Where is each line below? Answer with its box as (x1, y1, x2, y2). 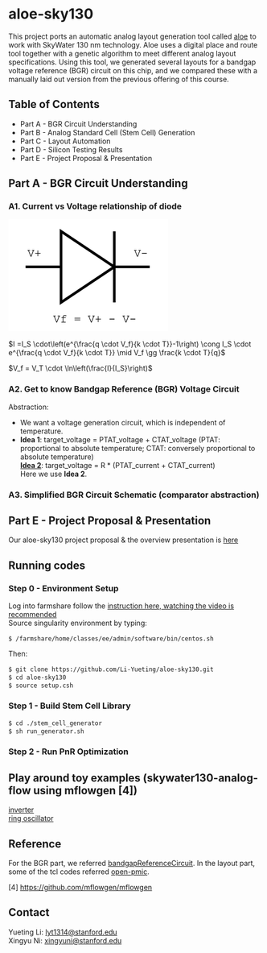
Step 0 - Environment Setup (8, 582, 119, 594)
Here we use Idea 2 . (19, 469, 88, 479)
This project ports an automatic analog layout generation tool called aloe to (8, 31, 257, 41)
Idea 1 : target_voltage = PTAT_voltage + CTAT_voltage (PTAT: (19, 434, 221, 444)
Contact (8, 905, 50, 919)
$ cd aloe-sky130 (8, 673, 67, 682)
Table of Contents (8, 97, 101, 111)
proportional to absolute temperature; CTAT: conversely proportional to (19, 443, 256, 453)
